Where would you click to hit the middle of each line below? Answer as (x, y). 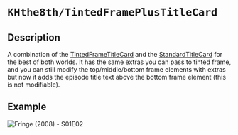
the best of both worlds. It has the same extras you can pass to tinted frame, (119, 62)
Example (27, 107)
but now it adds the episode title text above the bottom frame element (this (117, 77)
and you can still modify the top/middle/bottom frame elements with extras (117, 69)
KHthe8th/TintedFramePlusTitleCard (113, 12)
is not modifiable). (34, 85)
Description (34, 37)
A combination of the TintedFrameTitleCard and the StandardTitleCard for (115, 54)
